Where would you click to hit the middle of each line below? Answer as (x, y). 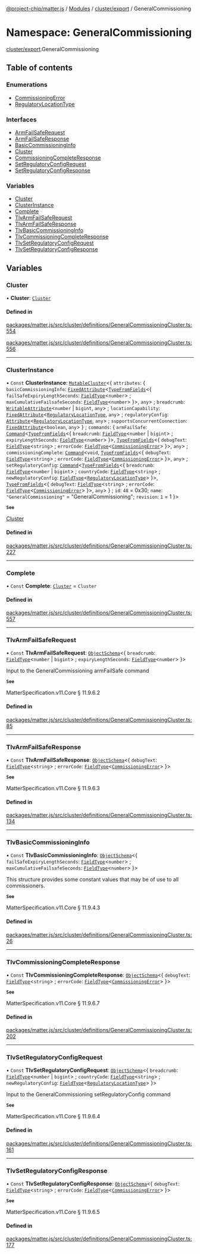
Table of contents (39, 68)
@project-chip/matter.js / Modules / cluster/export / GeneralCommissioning (99, 9)
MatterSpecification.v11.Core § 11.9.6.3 (53, 788)
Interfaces (21, 120)
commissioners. (26, 886)
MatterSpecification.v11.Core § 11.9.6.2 (53, 693)
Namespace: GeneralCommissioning (99, 33)
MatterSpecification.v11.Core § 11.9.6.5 (53, 1212)
